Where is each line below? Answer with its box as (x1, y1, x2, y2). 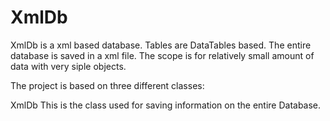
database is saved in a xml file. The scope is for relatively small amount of (10, 49, 315, 61)
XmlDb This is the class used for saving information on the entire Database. (10, 99, 322, 111)
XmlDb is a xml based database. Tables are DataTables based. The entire (10, 39, 312, 51)
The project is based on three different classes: (10, 79, 205, 91)
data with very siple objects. (10, 60, 127, 72)
